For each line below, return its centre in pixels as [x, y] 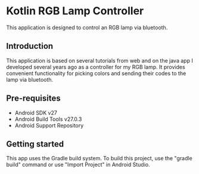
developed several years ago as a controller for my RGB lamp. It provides [96, 67]
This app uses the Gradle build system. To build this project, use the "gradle [99, 159]
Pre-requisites [33, 99]
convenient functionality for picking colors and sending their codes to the [96, 73]
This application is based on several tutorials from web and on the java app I [100, 60]
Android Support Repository [49, 125]
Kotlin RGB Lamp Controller [75, 11]
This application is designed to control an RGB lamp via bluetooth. [87, 27]
